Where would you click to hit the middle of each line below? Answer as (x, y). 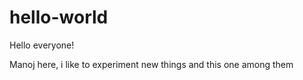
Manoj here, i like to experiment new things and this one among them (151, 64)
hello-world (59, 17)
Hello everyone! (42, 45)
